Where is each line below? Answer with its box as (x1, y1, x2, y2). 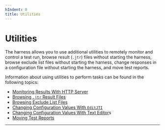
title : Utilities (5, 12, 41, 17)
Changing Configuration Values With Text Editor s (12, 110, 111, 116)
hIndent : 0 (5, 7, 27, 12)
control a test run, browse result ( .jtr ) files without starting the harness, (5, 54, 152, 60)
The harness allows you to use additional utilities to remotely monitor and (5, 49, 153, 55)
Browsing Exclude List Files (12, 99, 68, 105)
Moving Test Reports (12, 115, 55, 121)
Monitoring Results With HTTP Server (12, 89, 88, 95)
